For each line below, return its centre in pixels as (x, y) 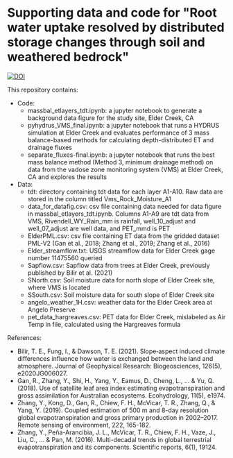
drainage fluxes (50, 147)
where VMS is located (59, 287)
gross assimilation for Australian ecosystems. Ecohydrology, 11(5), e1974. (121, 395)
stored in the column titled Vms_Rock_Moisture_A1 (100, 198)
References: (24, 337)
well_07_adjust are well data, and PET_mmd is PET (99, 228)
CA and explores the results (67, 177)
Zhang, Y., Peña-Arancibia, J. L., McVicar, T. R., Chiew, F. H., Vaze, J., (116, 432)
